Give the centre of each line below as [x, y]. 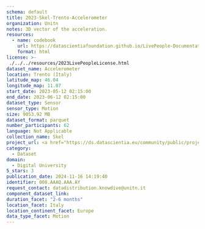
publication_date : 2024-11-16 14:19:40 [57, 177]
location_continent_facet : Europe [50, 211]
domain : [16, 159]
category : [19, 148]
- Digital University [39, 165]
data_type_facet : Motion [38, 216]
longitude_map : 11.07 [34, 86]
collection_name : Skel [35, 137]
